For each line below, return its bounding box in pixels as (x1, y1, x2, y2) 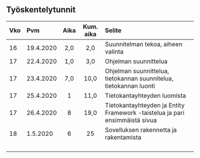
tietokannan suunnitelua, (105, 74, 174, 82)
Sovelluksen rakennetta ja (105, 125, 177, 134)
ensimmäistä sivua (105, 116, 157, 124)
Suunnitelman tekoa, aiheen (105, 40, 183, 48)
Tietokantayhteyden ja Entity (105, 101, 185, 109)
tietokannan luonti (105, 82, 155, 90)
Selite (105, 26, 122, 35)
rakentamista (105, 133, 142, 141)
